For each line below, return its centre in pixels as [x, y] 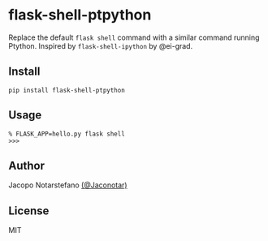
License [29, 211]
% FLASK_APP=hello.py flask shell [67, 134]
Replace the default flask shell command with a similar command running [134, 37]
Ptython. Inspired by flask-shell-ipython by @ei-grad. [101, 45]
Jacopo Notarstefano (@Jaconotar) [68, 185]
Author [26, 165]
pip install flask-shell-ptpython [67, 90]
